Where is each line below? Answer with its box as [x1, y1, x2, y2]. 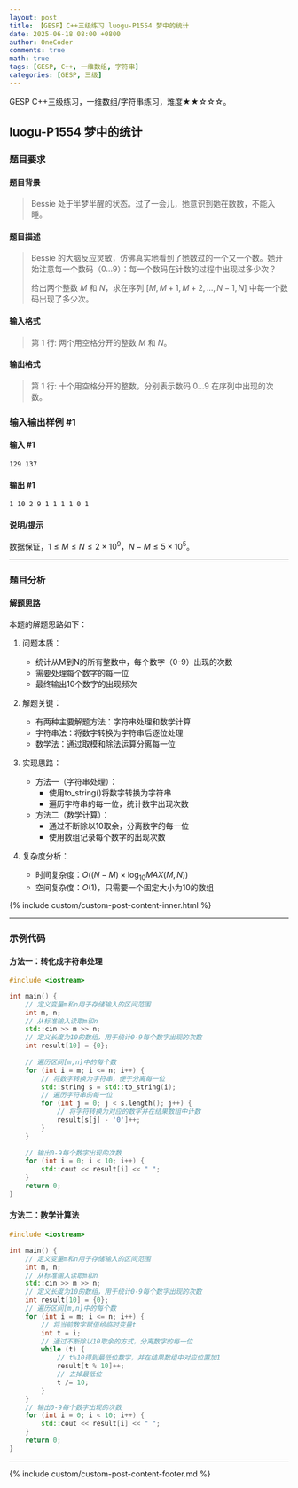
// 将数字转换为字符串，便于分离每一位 [41, 1074, 166, 1083]
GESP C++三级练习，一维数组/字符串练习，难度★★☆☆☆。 [9, 96, 231, 106]
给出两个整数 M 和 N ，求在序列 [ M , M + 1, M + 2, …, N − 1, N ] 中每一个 [30, 283, 281, 294]
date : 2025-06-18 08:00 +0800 [9, 29, 122, 38]
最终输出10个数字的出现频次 [35, 679, 137, 690]
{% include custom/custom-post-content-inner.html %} [9, 899, 212, 910]
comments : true [9, 46, 66, 55]
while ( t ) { [41, 1345, 86, 1354]
